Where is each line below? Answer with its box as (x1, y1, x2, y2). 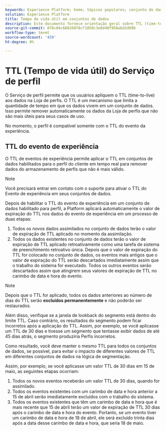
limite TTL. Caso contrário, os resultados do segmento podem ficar (5, 318, 142, 323)
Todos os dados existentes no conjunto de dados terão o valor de (12, 236, 146, 242)
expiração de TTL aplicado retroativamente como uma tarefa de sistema (12, 241, 160, 247)
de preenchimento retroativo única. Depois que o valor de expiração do (12, 246, 158, 253)
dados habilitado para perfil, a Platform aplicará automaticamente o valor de (5, 205, 160, 211)
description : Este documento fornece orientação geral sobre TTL (5, 21, 142, 26)
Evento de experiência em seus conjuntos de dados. (5, 190, 112, 196)
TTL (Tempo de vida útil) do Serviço (5, 65, 155, 76)
